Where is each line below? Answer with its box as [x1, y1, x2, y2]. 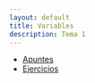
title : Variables [9, 21, 74, 30]
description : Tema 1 [9, 29, 87, 38]
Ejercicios [22, 63, 59, 74]
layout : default [9, 12, 70, 22]
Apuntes [22, 54, 54, 65]
